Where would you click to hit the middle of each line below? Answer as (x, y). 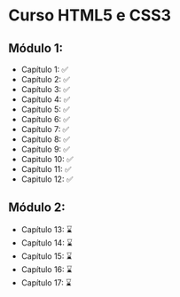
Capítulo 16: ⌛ (47, 269)
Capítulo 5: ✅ (45, 109)
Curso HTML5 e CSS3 (90, 16)
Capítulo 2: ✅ (45, 79)
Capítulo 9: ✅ (45, 149)
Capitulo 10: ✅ (47, 159)
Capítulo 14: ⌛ (47, 242)
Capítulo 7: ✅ (45, 129)
